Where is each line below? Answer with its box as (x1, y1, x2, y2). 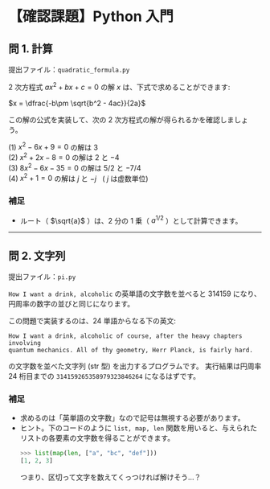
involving (8, 339, 42, 347)
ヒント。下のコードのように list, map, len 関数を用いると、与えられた (19, 423, 258, 433)
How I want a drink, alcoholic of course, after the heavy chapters (8, 332, 243, 340)
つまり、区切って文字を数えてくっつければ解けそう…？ (19, 472, 202, 483)
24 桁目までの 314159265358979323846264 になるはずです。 (8, 372, 201, 381)
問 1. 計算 (8, 42, 54, 55)
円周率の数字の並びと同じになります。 (8, 299, 135, 309)
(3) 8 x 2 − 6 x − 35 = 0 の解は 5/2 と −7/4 (8, 162, 142, 173)
